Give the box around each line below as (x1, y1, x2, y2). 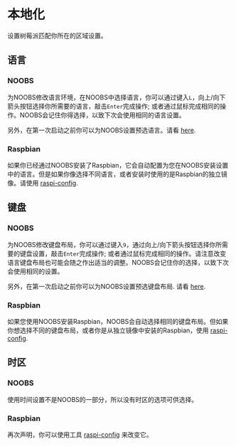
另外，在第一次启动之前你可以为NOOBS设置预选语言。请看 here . (7, 126, 196, 134)
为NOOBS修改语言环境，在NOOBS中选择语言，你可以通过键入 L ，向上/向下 (7, 93, 226, 102)
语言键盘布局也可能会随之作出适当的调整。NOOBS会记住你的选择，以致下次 (7, 258, 230, 266)
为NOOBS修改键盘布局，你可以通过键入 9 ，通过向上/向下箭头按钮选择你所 (7, 240, 222, 249)
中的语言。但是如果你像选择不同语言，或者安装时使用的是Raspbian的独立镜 (7, 170, 227, 178)
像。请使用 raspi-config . (7, 178, 78, 187)
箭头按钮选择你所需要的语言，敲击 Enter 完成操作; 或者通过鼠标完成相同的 (7, 102, 220, 110)
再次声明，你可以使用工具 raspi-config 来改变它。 (7, 430, 153, 439)
